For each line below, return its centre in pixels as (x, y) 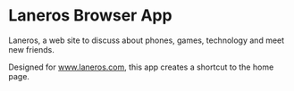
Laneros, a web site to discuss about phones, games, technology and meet (147, 40)
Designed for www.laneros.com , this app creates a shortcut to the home (141, 67)
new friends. (31, 49)
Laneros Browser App (90, 16)
